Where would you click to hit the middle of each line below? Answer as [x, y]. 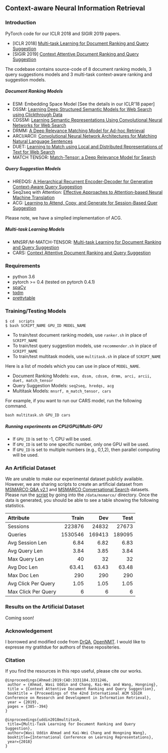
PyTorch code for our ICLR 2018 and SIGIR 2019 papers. [63, 33]
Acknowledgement [29, 631]
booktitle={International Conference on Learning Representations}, [80, 737]
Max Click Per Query [32, 592]
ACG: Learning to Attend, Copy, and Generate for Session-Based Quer [85, 202]
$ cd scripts [20, 321]
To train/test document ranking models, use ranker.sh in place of [80, 335]
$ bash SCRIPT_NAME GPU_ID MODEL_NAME [46, 326]
